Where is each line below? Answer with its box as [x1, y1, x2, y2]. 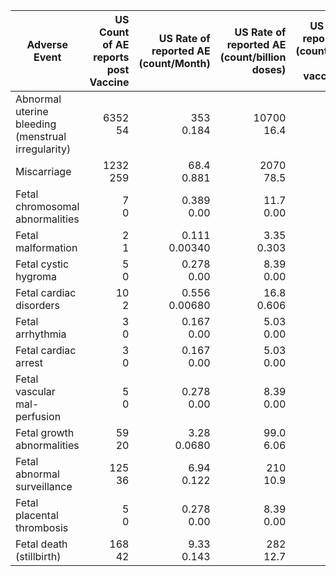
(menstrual [15, 130, 67, 143]
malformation [15, 241, 78, 254]
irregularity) [15, 142, 72, 156]
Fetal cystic [15, 257, 70, 271]
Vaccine [89, 75, 130, 89]
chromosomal [15, 200, 80, 213]
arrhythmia [15, 327, 67, 341]
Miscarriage [15, 165, 72, 178]
